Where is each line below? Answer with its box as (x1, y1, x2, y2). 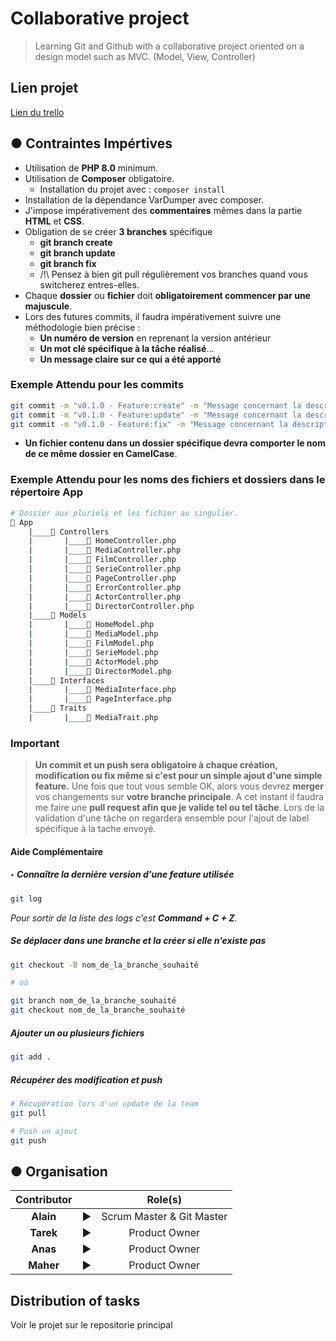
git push (10, 1135, 47, 1146)
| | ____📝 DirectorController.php (28, 601, 195, 611)
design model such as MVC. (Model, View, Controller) (34, 50, 256, 62)
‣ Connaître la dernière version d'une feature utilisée (10, 868, 235, 881)
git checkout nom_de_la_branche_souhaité (10, 1005, 186, 1016)
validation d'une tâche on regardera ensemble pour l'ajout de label (34, 812, 310, 824)
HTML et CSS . (24, 215, 85, 227)
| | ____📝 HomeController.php (28, 536, 177, 546)
